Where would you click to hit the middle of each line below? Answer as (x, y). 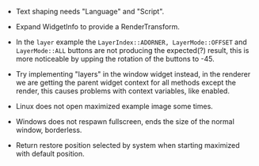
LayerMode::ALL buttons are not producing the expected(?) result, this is (132, 50)
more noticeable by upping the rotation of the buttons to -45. (115, 59)
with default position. (50, 154)
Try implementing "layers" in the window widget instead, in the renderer (133, 74)
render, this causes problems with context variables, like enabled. (122, 91)
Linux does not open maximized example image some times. (114, 106)
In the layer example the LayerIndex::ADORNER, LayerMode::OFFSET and (131, 42)
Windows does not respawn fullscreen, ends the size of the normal (125, 121)
